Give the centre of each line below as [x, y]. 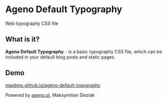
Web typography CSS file [32, 23]
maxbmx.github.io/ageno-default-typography [53, 85]
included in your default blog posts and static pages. [60, 57]
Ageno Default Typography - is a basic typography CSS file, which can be [83, 51]
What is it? [22, 39]
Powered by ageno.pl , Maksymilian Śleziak [50, 95]
